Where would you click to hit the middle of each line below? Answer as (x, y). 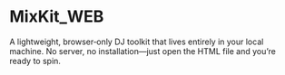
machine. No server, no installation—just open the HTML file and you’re (143, 51)
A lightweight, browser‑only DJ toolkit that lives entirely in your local (137, 42)
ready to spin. (35, 61)
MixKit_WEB (57, 17)
